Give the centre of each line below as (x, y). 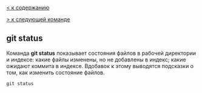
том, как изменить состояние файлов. (56, 72)
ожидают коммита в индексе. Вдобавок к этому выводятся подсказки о (100, 66)
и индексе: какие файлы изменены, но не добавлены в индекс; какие (96, 60)
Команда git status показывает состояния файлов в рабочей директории (101, 53)
